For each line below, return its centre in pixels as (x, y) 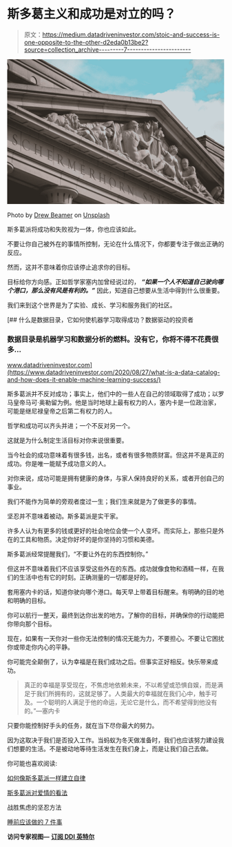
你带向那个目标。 (31, 624)
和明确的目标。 (28, 600)
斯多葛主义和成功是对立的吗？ (92, 14)
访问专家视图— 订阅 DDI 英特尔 (51, 836)
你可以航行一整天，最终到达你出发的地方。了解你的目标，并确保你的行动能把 (116, 615)
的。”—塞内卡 (42, 711)
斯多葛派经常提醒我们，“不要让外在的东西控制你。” (78, 554)
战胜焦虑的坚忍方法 (34, 807)
